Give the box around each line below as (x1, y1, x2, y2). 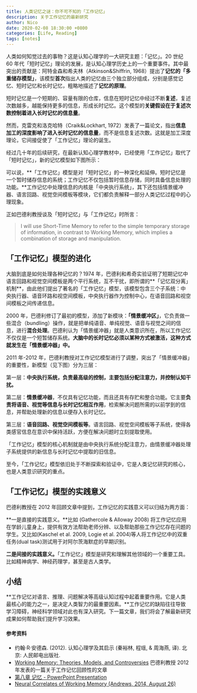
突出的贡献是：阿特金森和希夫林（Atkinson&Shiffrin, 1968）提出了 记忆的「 (6, 68, 186, 74)
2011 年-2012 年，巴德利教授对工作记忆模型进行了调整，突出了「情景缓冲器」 (6, 354, 191, 361)
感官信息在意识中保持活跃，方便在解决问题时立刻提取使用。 (11, 428, 155, 435)
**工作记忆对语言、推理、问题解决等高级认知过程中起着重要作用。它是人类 (6, 593, 186, 600)
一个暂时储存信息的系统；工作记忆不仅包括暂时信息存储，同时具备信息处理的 (6, 176, 191, 183)
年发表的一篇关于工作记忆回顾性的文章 (14, 666, 107, 673)
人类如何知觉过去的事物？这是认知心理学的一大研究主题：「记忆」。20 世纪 (6, 53, 184, 59)
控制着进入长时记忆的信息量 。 (11, 109, 83, 116)
